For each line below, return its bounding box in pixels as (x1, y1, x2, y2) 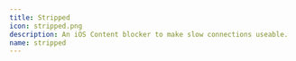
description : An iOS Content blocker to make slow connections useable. (9, 30, 289, 39)
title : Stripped (9, 13, 70, 22)
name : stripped (9, 38, 67, 48)
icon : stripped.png (9, 22, 83, 30)
